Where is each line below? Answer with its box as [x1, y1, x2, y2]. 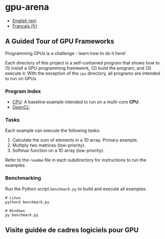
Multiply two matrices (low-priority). [12, 142, 86, 149]
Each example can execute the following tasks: [5, 127, 100, 134]
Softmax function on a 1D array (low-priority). [12, 148, 104, 153]
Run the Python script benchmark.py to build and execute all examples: [5, 186, 147, 192]
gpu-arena [5, 1, 49, 13]
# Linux [5, 195, 21, 200]
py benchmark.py [5, 212, 38, 217]
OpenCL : [12, 104, 31, 110]
